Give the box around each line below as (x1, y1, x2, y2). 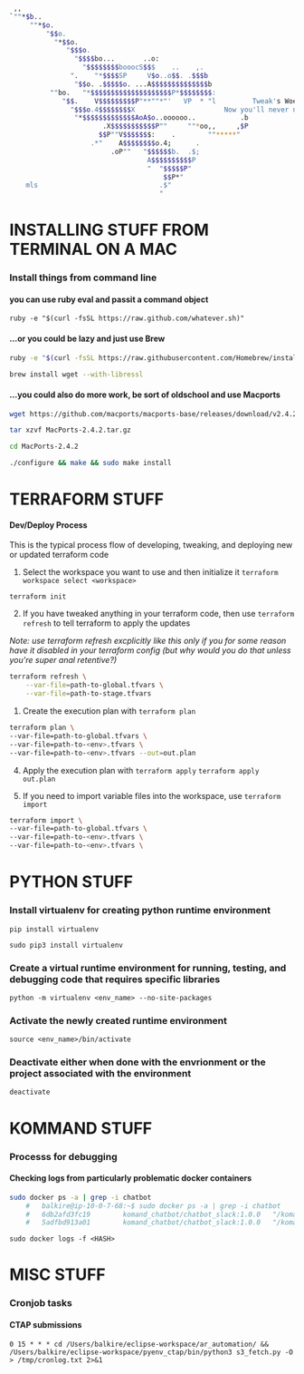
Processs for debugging (9, 1150, 118, 1163)
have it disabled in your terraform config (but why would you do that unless (9, 645, 291, 656)
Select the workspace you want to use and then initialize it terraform (22, 567, 279, 578)
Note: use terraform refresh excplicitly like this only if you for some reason (9, 636, 287, 647)
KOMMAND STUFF (9, 1117, 153, 1138)
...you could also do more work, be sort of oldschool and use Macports (9, 389, 280, 400)
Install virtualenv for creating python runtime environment (9, 904, 271, 917)
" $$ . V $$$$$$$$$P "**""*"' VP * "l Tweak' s (62, 96, 281, 105)
